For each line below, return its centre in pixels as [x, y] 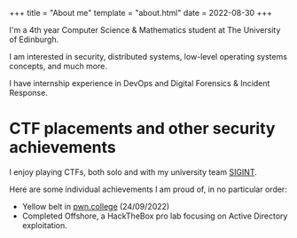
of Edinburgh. [34, 40]
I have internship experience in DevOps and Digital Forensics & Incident [140, 83]
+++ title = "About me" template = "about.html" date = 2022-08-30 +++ [141, 13]
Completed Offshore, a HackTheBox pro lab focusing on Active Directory [155, 216]
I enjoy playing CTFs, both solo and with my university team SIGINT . [133, 171]
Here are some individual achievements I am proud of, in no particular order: [148, 189]
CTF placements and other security [142, 129]
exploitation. [45, 225]
